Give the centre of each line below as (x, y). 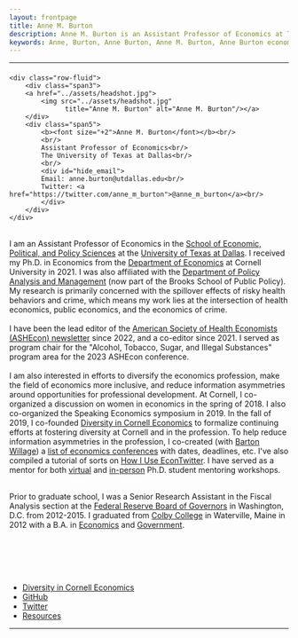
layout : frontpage (43, 17)
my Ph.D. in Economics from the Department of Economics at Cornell (135, 262)
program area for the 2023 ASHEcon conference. (99, 357)
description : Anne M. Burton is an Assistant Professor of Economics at (146, 34)
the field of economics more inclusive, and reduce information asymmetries (147, 385)
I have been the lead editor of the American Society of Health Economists (143, 328)
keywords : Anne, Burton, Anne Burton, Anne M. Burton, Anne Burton (137, 42)
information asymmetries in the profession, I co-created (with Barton (134, 441)
